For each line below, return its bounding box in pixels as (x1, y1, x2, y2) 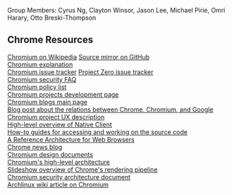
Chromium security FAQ (7, 75, 77, 83)
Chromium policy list (7, 83, 67, 91)
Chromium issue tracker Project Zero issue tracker (7, 67, 154, 76)
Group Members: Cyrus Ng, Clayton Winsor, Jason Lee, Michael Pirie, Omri (7, 6, 226, 14)
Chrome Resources (7, 34, 94, 46)
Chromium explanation (7, 60, 73, 69)
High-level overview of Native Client (7, 120, 113, 129)
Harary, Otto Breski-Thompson (7, 13, 97, 22)
